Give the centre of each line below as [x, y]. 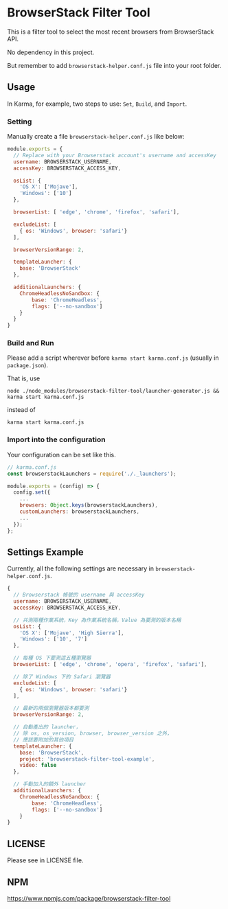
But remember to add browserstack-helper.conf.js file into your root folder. [114, 65]
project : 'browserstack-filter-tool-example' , [87, 759]
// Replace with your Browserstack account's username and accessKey [115, 155]
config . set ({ [32, 492]
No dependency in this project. [51, 52]
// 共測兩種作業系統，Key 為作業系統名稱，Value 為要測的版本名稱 [97, 620]
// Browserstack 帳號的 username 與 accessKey [79, 595]
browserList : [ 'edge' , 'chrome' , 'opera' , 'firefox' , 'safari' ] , [110, 665]
